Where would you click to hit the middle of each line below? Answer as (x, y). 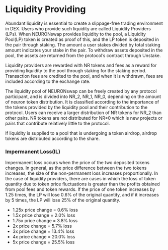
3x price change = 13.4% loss (43, 231)
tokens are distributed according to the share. (53, 138)
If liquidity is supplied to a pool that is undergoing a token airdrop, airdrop (81, 133)
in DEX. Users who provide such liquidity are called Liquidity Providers (78, 28)
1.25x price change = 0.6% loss (45, 210)
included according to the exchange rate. (48, 81)
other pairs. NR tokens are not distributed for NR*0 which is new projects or (84, 118)
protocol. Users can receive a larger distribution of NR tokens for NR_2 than (83, 113)
